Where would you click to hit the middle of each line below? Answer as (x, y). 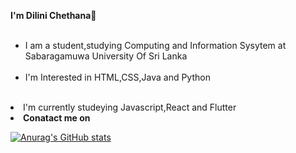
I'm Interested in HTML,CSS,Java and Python (117, 77)
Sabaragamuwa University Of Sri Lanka (106, 56)
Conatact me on (57, 118)
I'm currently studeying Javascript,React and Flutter (130, 107)
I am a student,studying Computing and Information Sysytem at (155, 45)
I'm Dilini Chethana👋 (53, 15)
